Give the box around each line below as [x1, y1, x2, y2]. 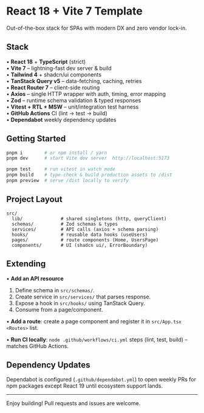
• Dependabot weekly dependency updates [6, 116, 117, 123]
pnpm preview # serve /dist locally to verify [6, 178, 129, 184]
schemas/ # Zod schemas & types [12, 221, 118, 227]
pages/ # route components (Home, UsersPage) [12, 237, 159, 243]
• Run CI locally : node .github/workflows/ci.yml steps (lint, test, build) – [6, 335, 188, 343]
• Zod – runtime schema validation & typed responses [6, 96, 141, 104]
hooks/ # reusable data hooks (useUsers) [12, 232, 148, 238]
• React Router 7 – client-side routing [6, 84, 100, 91]
